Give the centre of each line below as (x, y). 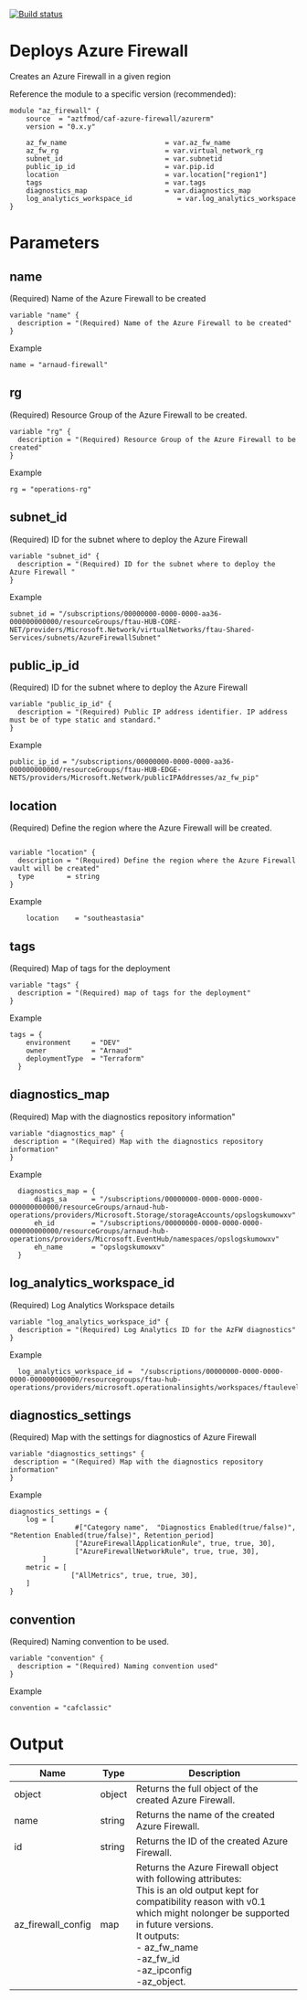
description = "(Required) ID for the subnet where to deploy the (147, 564)
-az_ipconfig (164, 1971)
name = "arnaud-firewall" (58, 365)
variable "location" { (53, 853)
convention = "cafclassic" (61, 1709)
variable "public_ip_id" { (61, 704)
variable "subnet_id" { (55, 556)
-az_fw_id (158, 1959)
